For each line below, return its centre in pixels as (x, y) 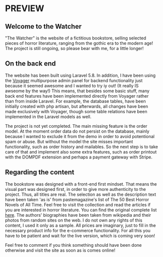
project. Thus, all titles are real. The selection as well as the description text (81, 194)
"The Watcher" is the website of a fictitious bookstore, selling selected (76, 38)
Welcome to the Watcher (43, 26)
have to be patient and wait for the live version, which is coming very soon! (80, 236)
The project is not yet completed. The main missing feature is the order (76, 126)
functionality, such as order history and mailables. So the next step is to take (81, 147)
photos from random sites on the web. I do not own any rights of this (74, 220)
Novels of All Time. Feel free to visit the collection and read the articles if (78, 205)
